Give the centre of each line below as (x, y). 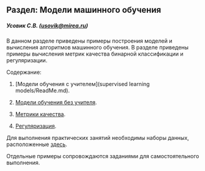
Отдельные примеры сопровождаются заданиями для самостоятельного (103, 156)
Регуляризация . (36, 126)
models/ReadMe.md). (43, 90)
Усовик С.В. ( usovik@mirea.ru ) (47, 25)
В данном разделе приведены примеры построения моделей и (89, 41)
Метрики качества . (40, 114)
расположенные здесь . (37, 144)
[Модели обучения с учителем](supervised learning (82, 84)
